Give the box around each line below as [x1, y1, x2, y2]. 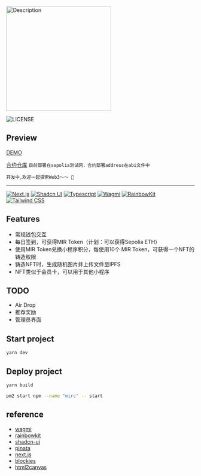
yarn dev [6, 350, 28, 356]
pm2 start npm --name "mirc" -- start [6, 393, 103, 399]
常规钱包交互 [14, 230, 47, 238]
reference [6, 410, 44, 420]
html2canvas [14, 463, 47, 471]
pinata [14, 444, 31, 451]
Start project [6, 334, 54, 344]
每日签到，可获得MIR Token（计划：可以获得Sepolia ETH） [14, 238, 160, 245]
